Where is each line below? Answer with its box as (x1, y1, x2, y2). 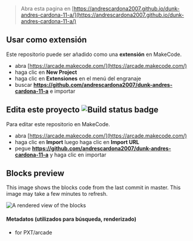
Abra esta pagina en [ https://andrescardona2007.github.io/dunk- (20, 5, 180, 12)
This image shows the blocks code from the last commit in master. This (6, 184, 181, 191)
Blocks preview (6, 168, 64, 179)
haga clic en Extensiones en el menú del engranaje (14, 74, 142, 82)
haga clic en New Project (14, 68, 77, 76)
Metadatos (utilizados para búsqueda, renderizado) (6, 215, 137, 223)
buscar (14, 81, 33, 88)
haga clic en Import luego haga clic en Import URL (14, 138, 139, 145)
